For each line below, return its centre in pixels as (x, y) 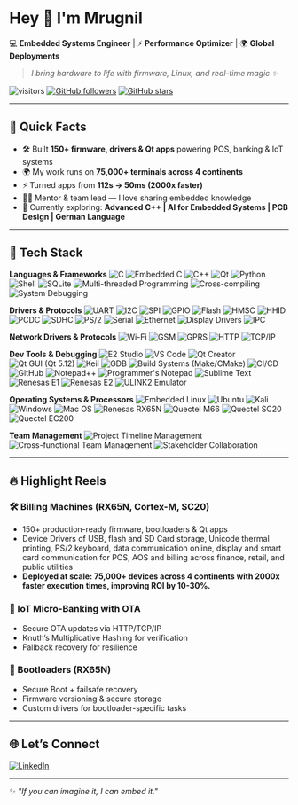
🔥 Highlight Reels (58, 481)
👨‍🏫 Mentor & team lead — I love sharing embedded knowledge (137, 198)
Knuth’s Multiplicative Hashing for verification (105, 637)
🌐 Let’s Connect (55, 744)
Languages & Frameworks (59, 274)
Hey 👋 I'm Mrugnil (76, 18)
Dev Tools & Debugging (53, 354)
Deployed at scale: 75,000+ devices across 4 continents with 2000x (151, 576)
